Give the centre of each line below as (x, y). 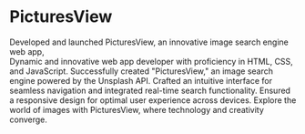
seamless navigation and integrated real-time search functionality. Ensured (150, 90)
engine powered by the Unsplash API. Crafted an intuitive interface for (141, 80)
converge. (29, 119)
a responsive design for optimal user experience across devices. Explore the (153, 100)
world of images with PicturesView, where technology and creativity (137, 109)
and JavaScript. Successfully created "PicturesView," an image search (142, 71)
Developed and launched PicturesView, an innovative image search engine (149, 42)
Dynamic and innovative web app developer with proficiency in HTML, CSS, (151, 61)
